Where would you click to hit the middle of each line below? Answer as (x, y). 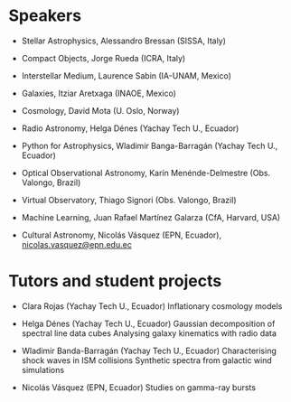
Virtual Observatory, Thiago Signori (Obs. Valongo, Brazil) (129, 200)
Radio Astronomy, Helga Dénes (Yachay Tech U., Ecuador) (130, 128)
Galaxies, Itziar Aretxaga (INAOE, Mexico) (99, 93)
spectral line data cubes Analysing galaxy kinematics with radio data (149, 333)
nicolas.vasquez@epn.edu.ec (76, 244)
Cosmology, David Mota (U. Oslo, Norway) (100, 110)
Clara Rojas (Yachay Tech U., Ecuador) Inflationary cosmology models (152, 306)
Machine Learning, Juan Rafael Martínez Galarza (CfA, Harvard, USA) (151, 217)
